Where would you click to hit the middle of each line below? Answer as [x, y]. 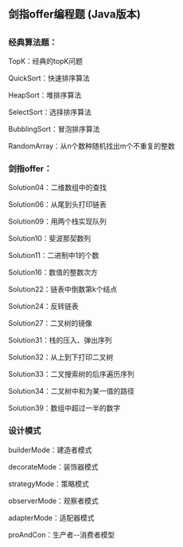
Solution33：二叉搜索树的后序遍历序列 [71, 375]
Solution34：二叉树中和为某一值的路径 [72, 391]
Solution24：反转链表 [44, 307]
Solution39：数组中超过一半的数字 [64, 408]
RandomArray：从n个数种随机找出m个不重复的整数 [91, 146]
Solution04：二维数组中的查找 [58, 188]
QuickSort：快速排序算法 [49, 78]
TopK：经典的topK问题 [46, 61]
